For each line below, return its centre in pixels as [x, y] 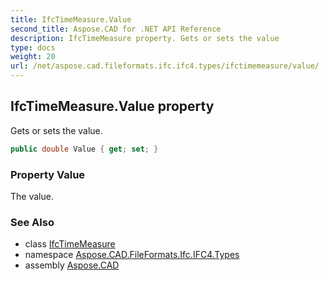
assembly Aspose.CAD [72, 265]
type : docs [33, 47]
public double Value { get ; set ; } [84, 149]
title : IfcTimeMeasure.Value [71, 19]
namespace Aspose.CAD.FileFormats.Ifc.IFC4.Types [132, 255]
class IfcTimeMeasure [70, 244]
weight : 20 [33, 57]
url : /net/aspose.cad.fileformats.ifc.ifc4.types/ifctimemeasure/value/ [165, 66]
